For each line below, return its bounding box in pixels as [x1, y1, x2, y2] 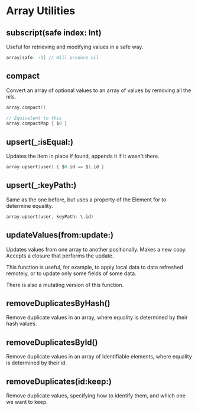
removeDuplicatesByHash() [6, 298, 111, 308]
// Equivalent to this [6, 115, 62, 121]
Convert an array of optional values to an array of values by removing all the [6, 87, 191, 94]
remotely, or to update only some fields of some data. [6, 270, 137, 277]
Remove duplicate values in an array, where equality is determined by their [6, 314, 188, 321]
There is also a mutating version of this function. [6, 281, 124, 288]
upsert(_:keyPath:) [6, 180, 77, 190]
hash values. [6, 320, 37, 327]
